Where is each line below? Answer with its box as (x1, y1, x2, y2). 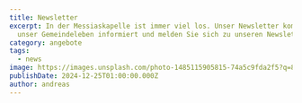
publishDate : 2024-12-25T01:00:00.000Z (9, 72, 159, 81)
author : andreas (9, 80, 70, 89)
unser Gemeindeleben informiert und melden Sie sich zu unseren (17, 30, 263, 39)
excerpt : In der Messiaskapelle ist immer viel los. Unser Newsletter (9, 21, 280, 30)
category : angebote (9, 38, 83, 47)
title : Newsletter (9, 13, 78, 22)
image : (9, 64, 34, 73)
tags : (9, 47, 30, 56)
